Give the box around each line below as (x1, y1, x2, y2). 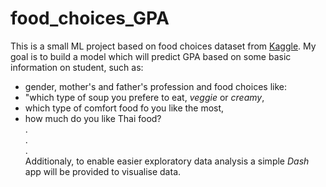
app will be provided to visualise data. (24, 165, 182, 177)
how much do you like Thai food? (24, 112, 162, 124)
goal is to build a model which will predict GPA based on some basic (10, 50, 292, 62)
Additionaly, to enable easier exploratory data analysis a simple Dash (24, 155, 310, 167)
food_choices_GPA (10, 7, 170, 30)
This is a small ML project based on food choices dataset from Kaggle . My (10, 40, 317, 52)
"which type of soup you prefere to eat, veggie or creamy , (24, 91, 265, 103)
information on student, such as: (10, 61, 144, 73)
